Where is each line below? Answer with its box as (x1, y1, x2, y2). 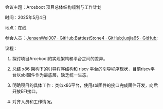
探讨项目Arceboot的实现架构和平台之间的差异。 (12, 56, 108, 62)
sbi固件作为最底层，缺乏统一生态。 (20, 72, 91, 78)
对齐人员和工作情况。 (12, 99, 55, 104)
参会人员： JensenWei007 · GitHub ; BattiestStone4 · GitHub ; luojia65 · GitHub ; (5, 35, 158, 41)
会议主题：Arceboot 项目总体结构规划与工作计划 (5, 4, 102, 10)
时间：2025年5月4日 (5, 15, 47, 20)
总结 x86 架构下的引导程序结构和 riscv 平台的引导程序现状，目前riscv (12, 66, 151, 72)
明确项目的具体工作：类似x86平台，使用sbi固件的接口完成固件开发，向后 (12, 82, 158, 88)
